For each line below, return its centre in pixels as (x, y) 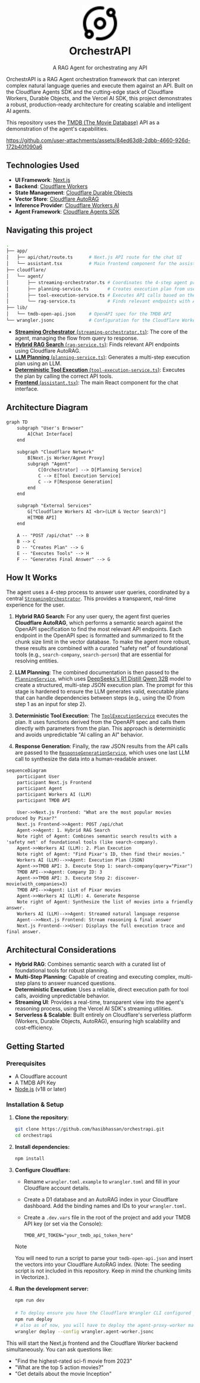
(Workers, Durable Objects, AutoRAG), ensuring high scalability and (97, 1021)
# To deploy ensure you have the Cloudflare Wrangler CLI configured (103, 1313)
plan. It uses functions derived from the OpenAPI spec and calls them (100, 722)
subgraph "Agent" (49, 464)
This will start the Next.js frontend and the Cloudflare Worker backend (92, 1343)
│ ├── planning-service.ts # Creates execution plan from (96, 289)
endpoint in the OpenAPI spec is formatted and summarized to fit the (99, 635)
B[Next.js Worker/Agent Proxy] (66, 458)
